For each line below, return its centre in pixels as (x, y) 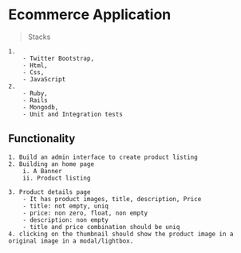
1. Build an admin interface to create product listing (103, 157)
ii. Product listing (57, 178)
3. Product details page (49, 192)
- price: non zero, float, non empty (85, 213)
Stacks (39, 37)
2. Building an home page (51, 164)
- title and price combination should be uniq (101, 227)
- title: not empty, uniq (66, 206)
